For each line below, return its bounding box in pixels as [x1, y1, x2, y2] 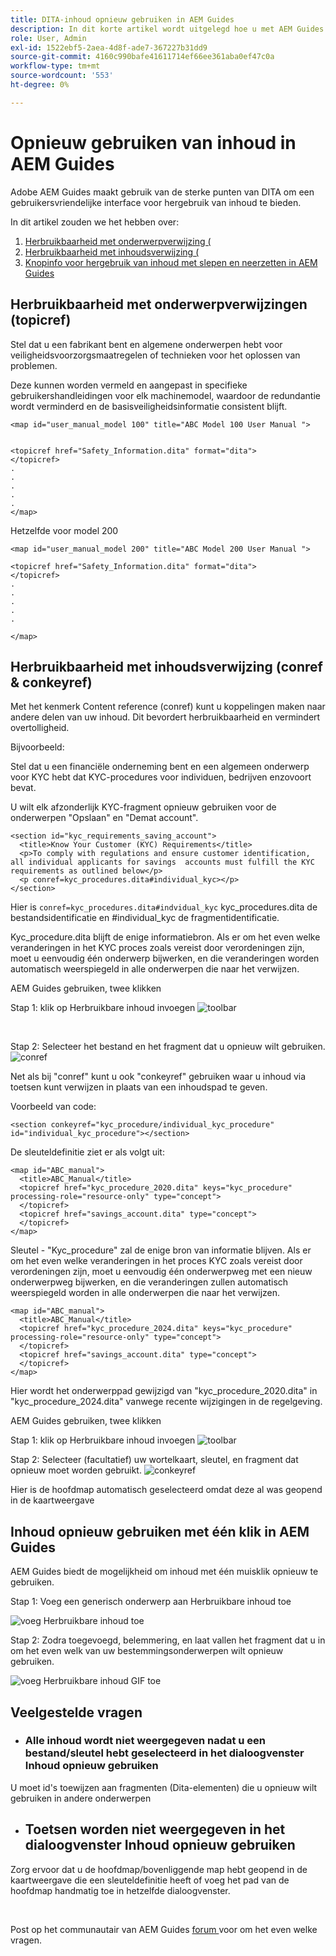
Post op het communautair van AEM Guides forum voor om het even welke [10, 1923, 318, 1935]
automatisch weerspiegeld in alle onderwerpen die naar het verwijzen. [10, 963, 300, 975]
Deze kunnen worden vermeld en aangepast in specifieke [10, 379, 248, 391]
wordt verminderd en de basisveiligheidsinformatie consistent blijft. [10, 400, 288, 412]
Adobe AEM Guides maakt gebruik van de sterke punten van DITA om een [10, 186, 315, 198]
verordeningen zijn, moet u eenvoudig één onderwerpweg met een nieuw [10, 1266, 313, 1278]
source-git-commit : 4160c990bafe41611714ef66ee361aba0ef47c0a [10, 52, 275, 62]
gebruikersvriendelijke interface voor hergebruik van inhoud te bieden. [10, 196, 302, 208]
